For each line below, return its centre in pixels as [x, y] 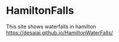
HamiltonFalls [40, 11]
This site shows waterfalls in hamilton [51, 26]
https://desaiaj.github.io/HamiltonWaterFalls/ [60, 32]
